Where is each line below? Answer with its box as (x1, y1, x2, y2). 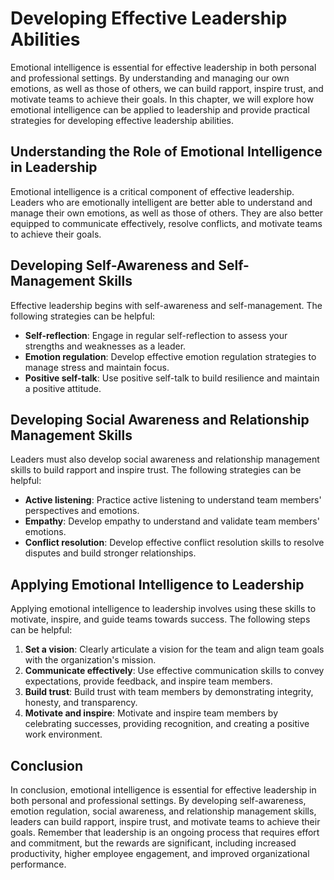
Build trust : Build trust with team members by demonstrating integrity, (24, 686, 314, 698)
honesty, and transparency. (24, 697, 138, 709)
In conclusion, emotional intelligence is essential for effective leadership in (10, 784, 317, 796)
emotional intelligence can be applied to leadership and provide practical (10, 103, 310, 116)
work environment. (24, 728, 103, 741)
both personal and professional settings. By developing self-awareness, (10, 795, 307, 806)
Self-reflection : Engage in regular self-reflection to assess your (24, 329, 288, 341)
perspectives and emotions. (24, 505, 140, 517)
